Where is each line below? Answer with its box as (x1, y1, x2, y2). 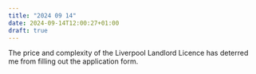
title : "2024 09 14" (8, 11, 77, 20)
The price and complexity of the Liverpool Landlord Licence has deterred (8, 49, 249, 58)
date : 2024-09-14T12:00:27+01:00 (8, 19, 120, 27)
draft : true (8, 26, 48, 34)
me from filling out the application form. (8, 56, 139, 66)
